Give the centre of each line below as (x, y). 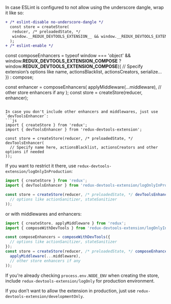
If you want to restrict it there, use (41, 166)
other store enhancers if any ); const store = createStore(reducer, (74, 93)
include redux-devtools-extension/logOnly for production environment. (80, 281)
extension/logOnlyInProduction (38, 172)
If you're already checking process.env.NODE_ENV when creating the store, (82, 275)
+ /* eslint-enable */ (29, 46)
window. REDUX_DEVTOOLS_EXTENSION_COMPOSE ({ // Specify (74, 66)
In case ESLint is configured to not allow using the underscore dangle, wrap (84, 7)
